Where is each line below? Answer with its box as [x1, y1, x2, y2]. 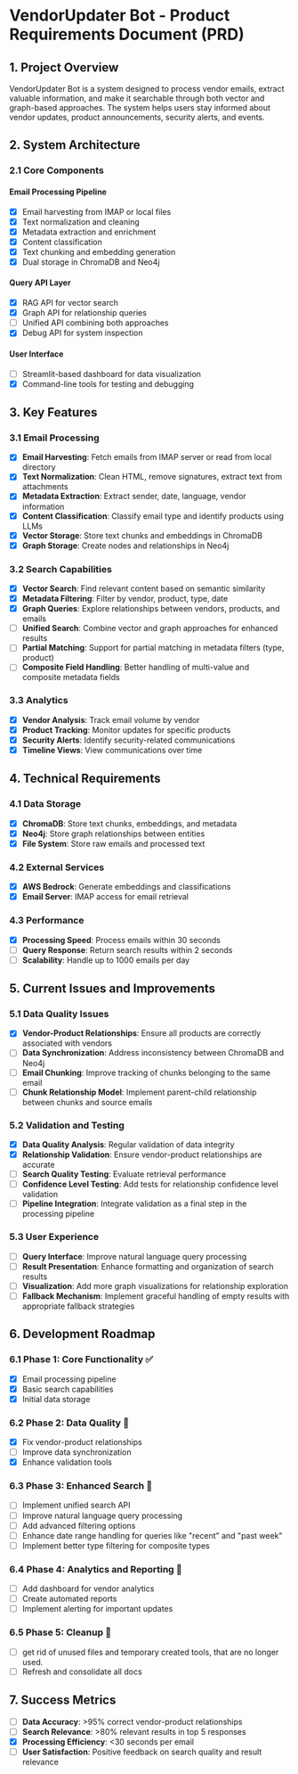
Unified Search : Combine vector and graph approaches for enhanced [21, 623, 278, 634]
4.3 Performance [9, 915, 85, 927]
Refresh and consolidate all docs [21, 1666, 142, 1677]
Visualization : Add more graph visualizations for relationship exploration [21, 1280, 289, 1291]
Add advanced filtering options [21, 1520, 136, 1531]
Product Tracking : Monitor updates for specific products [21, 724, 231, 735]
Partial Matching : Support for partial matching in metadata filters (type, [21, 643, 285, 653]
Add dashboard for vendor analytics [21, 1583, 155, 1594]
